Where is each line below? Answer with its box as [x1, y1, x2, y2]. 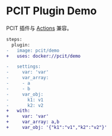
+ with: [6, 108, 31, 114]
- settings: [6, 64, 41, 69]
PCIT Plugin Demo [6, 4, 97, 18]
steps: [6, 36, 23, 42]
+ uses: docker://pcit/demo [6, 53, 81, 59]
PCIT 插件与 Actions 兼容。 [6, 24, 72, 31]
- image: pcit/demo [6, 48, 60, 53]
